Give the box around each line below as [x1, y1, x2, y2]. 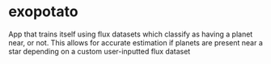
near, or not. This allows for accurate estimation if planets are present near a [8, 37, 263, 47]
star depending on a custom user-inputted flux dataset [8, 46, 191, 56]
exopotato [8, 2, 78, 21]
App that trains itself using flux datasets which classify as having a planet [8, 29, 253, 39]
